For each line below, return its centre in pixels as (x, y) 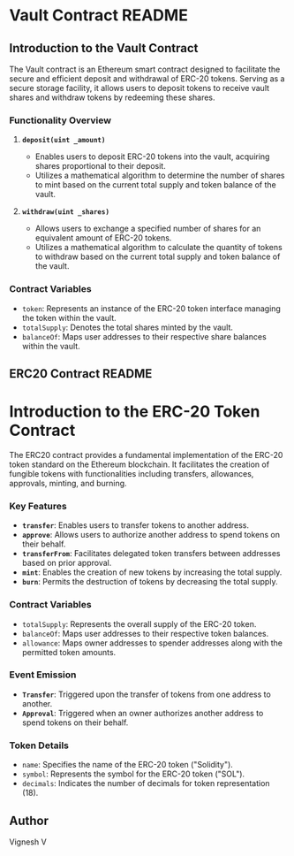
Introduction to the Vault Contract (104, 48)
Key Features (38, 506)
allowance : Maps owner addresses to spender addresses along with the (152, 643)
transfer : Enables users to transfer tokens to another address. (136, 525)
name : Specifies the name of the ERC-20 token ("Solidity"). (128, 765)
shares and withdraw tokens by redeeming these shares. (112, 97)
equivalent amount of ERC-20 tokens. (103, 238)
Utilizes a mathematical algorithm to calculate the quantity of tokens (158, 248)
